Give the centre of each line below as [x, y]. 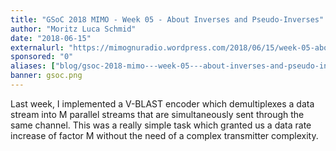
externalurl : [37, 47]
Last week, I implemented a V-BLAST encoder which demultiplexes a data [162, 103]
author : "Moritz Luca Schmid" [73, 29]
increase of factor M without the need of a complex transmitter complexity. [164, 135]
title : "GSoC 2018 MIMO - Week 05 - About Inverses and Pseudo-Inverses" [167, 19]
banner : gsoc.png [46, 76]
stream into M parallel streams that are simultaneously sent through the [157, 114]
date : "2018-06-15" [51, 38]
